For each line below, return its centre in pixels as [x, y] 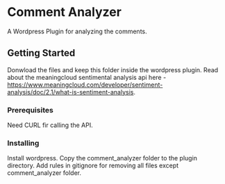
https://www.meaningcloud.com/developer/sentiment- [85, 85]
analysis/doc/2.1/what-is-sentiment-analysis [70, 92]
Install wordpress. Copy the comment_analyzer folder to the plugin [102, 158]
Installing [23, 143]
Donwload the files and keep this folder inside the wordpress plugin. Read [113, 69]
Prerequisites [30, 110]
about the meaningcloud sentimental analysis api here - [87, 77]
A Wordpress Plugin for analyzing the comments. [77, 31]
